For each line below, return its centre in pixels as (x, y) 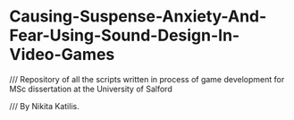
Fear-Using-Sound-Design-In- (125, 35)
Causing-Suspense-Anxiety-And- (138, 17)
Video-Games (62, 55)
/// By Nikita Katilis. (44, 106)
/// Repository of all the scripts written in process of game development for (147, 79)
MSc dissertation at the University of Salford (91, 89)
